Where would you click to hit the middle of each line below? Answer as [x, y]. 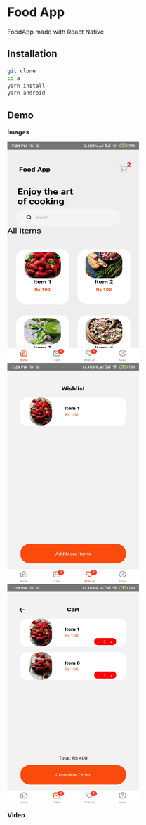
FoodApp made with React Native [55, 32]
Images [18, 132]
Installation [32, 54]
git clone [22, 71]
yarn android [26, 93]
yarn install [26, 86]
